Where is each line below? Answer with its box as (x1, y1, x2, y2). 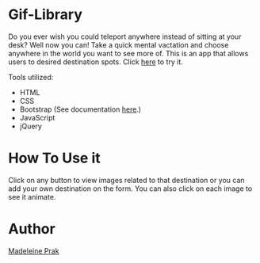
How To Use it (8, 149, 101, 167)
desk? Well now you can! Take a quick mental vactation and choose (8, 40, 229, 49)
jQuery (19, 121, 42, 131)
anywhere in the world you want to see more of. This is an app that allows (8, 48, 249, 58)
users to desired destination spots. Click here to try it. (8, 57, 184, 67)
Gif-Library (8, 6, 83, 24)
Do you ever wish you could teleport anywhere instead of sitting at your (8, 32, 242, 41)
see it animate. (8, 192, 56, 201)
